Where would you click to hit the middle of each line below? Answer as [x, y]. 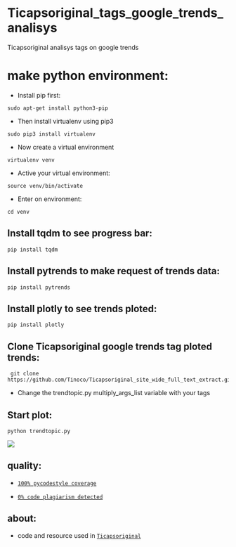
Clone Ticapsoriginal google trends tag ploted [110, 346]
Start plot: [30, 415]
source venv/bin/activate [45, 186]
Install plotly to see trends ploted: [82, 308]
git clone [25, 374]
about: [22, 519]
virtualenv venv [31, 160]
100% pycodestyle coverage [57, 483]
